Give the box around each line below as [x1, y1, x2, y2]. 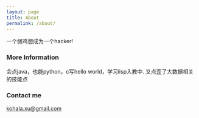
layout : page [6, 9, 40, 15]
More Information [6, 53, 59, 61]
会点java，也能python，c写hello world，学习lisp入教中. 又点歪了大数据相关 [6, 68, 194, 75]
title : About [6, 15, 40, 21]
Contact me [6, 91, 42, 99]
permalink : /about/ [6, 20, 56, 26]
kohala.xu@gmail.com [6, 105, 62, 112]
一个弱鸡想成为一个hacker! [6, 38, 73, 45]
